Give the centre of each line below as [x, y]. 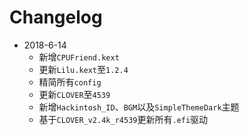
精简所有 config [70, 82]
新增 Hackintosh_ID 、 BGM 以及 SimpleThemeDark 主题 [139, 107]
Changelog [56, 17]
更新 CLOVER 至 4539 [74, 94]
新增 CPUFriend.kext [79, 57]
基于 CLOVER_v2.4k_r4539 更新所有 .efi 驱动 [123, 119]
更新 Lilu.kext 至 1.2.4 [83, 69]
